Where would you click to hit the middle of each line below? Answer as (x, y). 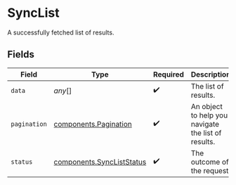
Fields (21, 55)
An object (206, 106)
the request (210, 170)
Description (211, 74)
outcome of (210, 162)
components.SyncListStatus (100, 162)
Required (169, 74)
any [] (63, 91)
